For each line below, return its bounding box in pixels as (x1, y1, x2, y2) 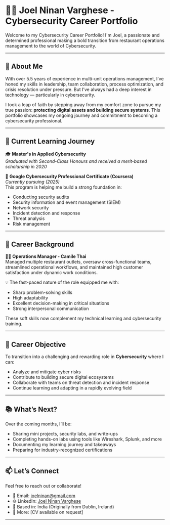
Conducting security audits (12, 194, 69, 200)
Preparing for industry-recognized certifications (12, 447, 113, 453)
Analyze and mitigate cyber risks (12, 369, 81, 375)
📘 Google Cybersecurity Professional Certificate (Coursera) (5, 173, 134, 179)
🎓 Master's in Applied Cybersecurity (5, 151, 86, 157)
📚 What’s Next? (5, 405, 57, 414)
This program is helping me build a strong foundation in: (5, 184, 122, 190)
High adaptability (12, 295, 49, 301)
